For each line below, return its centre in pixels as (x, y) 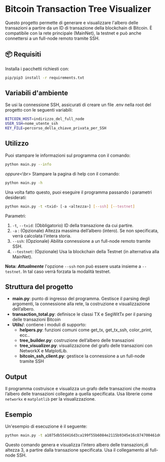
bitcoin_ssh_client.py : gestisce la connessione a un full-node (82, 356)
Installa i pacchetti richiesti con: (37, 69)
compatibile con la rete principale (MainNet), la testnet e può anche (73, 33)
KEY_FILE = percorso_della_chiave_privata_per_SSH (56, 128)
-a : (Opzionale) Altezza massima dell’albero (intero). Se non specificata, (85, 231)
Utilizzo (17, 144)
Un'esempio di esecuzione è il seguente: (46, 426)
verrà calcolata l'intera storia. (42, 236)
